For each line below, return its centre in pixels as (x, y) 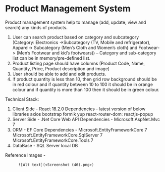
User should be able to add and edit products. (59, 74)
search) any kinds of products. (36, 27)
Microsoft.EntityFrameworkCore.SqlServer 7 (57, 135)
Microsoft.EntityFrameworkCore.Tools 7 (53, 140)
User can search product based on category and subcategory (76, 37)
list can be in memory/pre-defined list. (51, 58)
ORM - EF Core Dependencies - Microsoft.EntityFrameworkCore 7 (80, 129)
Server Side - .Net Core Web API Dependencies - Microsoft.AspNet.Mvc (86, 119)
